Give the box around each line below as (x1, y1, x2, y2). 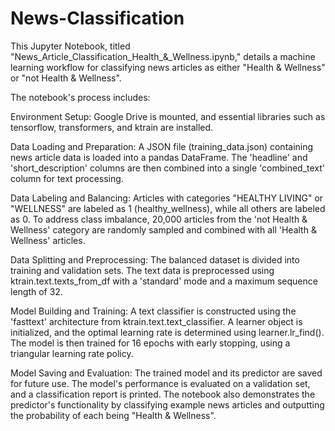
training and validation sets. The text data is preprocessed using (10, 264, 275, 276)
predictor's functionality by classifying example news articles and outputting (10, 398, 325, 411)
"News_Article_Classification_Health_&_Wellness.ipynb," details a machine (10, 50, 316, 62)
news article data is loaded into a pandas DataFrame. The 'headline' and (10, 151, 308, 163)
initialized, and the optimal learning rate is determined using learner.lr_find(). (10, 326, 325, 338)
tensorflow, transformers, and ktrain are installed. (10, 121, 214, 133)
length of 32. (10, 285, 63, 297)
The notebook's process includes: (10, 91, 151, 103)
